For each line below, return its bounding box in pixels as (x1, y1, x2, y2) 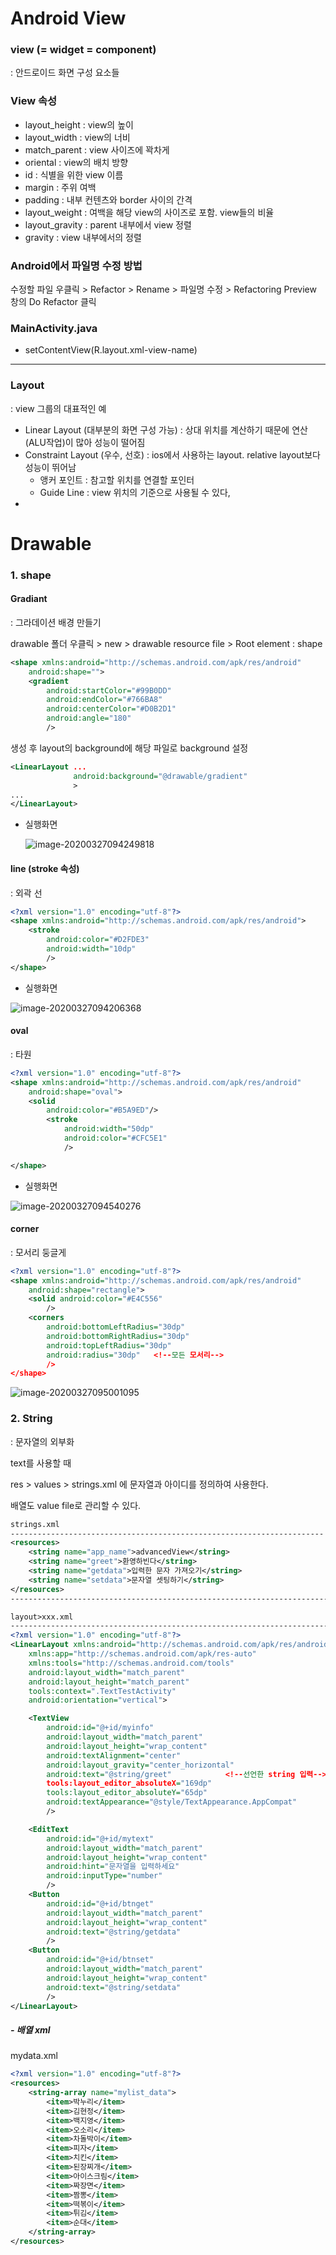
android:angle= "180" (46, 713, 132, 724)
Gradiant (10, 593, 48, 605)
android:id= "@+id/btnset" (46, 1955, 155, 1965)
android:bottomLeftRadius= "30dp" (46, 1322, 186, 1332)
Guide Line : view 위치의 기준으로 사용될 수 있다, (39, 486, 231, 498)
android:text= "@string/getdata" (46, 1927, 182, 1937)
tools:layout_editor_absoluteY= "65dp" (46, 1788, 208, 1798)
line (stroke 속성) (10, 862, 80, 874)
